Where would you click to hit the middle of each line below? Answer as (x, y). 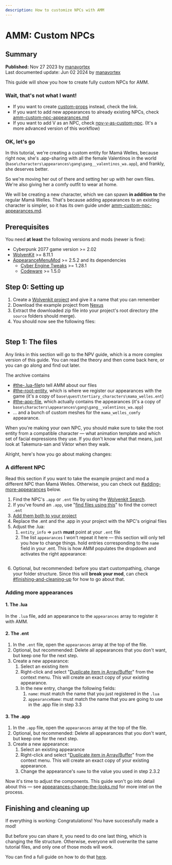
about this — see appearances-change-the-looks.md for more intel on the (84, 787)
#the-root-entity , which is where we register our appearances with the (87, 390)
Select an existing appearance (52, 750)
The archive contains (27, 375)
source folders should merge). (44, 316)
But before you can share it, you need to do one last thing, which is (76, 836)
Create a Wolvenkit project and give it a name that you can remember (86, 299)
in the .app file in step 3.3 (55, 705)
